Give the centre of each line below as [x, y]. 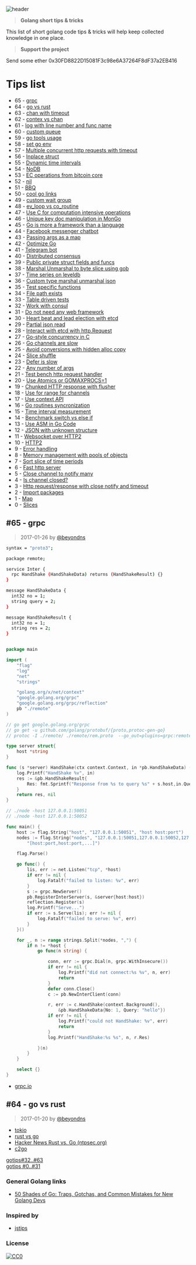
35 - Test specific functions [48, 287]
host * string [32, 752]
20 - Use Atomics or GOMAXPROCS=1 [61, 380]
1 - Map [24, 498]
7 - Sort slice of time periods [49, 461]
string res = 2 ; [31, 628]
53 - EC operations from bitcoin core [59, 175]
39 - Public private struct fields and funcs [64, 262]
